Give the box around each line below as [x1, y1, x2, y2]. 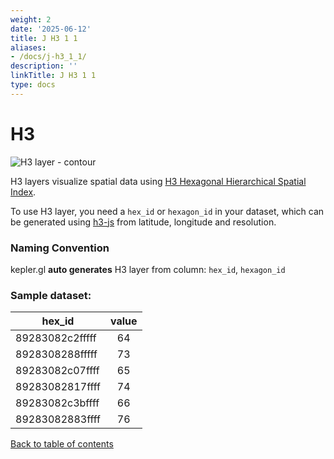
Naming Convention [10, 241, 110, 255]
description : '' [10, 61, 78, 71]
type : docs [10, 80, 56, 90]
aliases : [10, 42, 47, 53]
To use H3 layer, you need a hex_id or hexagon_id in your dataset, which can [10, 205, 325, 217]
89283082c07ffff [15, 364, 100, 378]
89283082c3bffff [15, 396, 100, 410]
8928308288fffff [15, 347, 98, 361]
